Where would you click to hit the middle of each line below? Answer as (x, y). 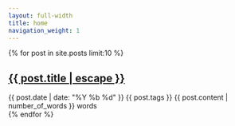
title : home (28, 23)
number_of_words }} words (53, 106)
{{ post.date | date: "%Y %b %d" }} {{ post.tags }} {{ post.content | (118, 97)
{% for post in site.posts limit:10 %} (66, 53)
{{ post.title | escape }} (67, 78)
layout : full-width (41, 16)
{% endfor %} (31, 114)
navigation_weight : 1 (44, 30)
